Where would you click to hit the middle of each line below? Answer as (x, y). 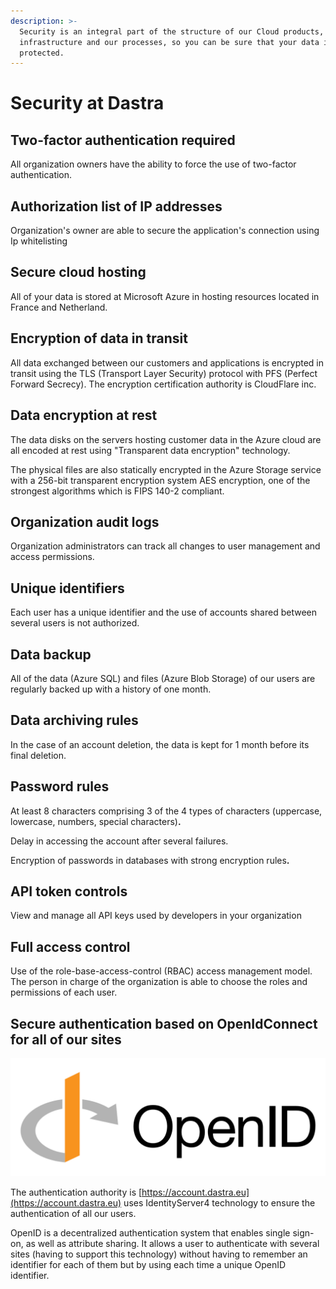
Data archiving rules (74, 720)
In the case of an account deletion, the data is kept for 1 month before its (160, 744)
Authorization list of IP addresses (116, 206)
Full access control (70, 946)
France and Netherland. (59, 307)
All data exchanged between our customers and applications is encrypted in (167, 362)
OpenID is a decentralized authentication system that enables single (150, 1233)
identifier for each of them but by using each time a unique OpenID (148, 1264)
